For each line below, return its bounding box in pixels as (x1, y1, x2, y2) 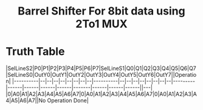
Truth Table (5, 45, 65, 59)
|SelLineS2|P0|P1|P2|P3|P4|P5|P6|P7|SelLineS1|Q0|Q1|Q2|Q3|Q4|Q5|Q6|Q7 (5, 65, 197, 72)
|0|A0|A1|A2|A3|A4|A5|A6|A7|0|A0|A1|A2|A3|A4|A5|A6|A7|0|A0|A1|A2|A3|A (5, 91, 197, 98)
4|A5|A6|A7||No (5, 97, 46, 104)
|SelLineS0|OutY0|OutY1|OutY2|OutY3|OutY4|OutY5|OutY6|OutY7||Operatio (5, 71, 197, 79)
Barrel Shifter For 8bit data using (17, 4, 186, 18)
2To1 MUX (75, 17, 128, 31)
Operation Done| (47, 97, 89, 104)
